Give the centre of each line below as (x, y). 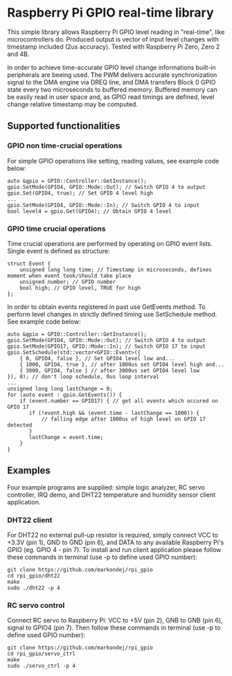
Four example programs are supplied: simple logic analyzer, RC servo (106, 487)
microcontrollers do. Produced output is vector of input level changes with (113, 39)
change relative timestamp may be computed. (73, 104)
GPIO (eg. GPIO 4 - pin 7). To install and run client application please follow (114, 550)
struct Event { (29, 264)
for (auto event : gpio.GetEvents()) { (65, 395)
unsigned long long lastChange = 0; (60, 389)
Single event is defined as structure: (59, 251)
